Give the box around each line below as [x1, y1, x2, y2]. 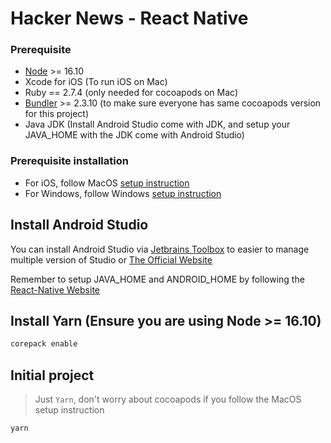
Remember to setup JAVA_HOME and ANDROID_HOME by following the [10, 273, 305, 285]
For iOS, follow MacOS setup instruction [24, 177, 190, 189]
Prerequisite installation [10, 154, 129, 168]
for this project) [24, 108, 89, 120]
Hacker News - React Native [10, 7, 249, 30]
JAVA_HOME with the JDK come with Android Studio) [24, 129, 245, 141]
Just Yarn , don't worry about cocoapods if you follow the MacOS [34, 393, 302, 406]
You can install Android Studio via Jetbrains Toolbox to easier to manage [10, 243, 310, 255]
